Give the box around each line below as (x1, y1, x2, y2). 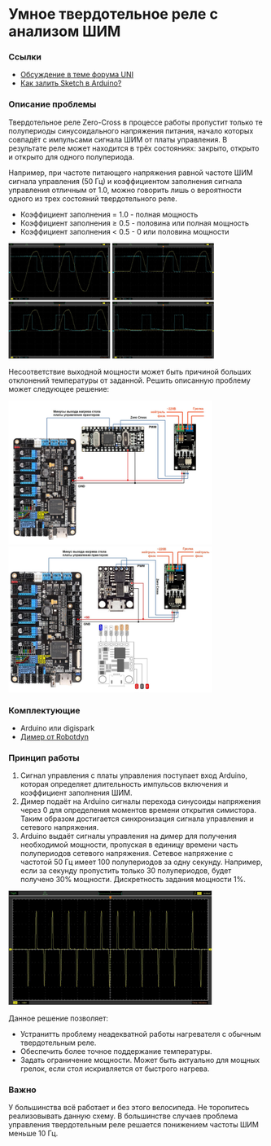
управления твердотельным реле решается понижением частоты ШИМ (8, 1119, 259, 1129)
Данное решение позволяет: (8, 1013, 108, 1023)
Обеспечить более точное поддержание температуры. (20, 1046, 213, 1056)
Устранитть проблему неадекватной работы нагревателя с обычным (20, 1029, 262, 1038)
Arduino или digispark (20, 723, 95, 733)
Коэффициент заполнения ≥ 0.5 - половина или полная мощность (20, 217, 250, 228)
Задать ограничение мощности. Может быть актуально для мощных (20, 1055, 260, 1065)
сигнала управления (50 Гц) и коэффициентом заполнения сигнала (8, 176, 243, 186)
